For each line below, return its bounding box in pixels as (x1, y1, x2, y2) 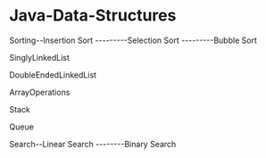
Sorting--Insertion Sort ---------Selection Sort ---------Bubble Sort (9, 35, 257, 46)
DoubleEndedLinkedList (9, 69, 96, 80)
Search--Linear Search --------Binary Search (9, 138, 177, 149)
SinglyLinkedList (9, 52, 70, 62)
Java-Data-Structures (9, 5, 177, 26)
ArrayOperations (9, 87, 71, 97)
